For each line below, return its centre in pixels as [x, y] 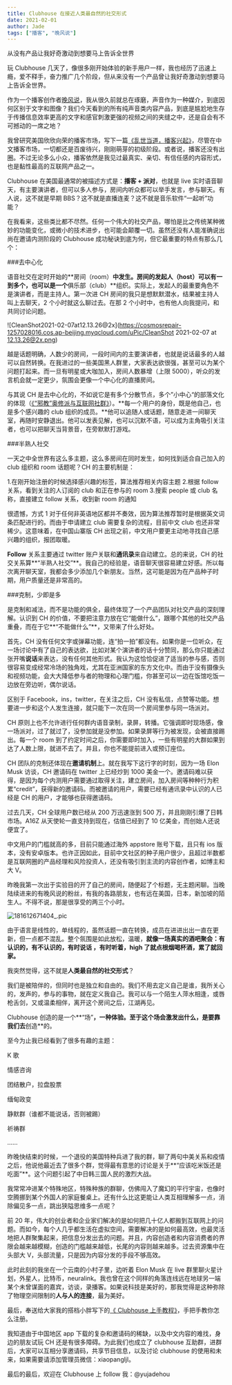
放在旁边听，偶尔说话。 [46, 685]
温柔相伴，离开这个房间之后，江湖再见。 [101, 1003]
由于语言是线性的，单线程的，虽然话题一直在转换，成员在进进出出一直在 [110, 930]
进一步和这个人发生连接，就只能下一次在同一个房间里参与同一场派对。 [113, 708]
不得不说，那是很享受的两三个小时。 [77, 902]
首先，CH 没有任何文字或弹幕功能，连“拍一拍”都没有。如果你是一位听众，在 [115, 641]
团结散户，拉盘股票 [35, 1085]
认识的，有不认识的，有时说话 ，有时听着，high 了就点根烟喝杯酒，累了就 [112, 947]
